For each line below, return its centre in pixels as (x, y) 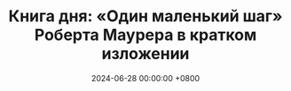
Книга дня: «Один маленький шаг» (145, 16)
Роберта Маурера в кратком (145, 35)
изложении (145, 54)
